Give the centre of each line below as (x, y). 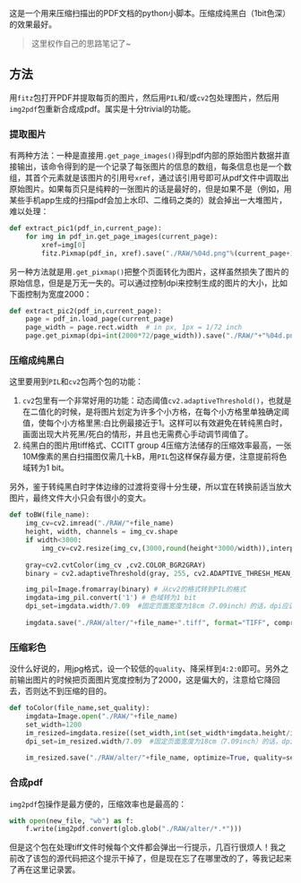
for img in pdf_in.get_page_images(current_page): (122, 236)
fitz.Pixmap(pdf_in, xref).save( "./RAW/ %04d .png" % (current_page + (166, 253)
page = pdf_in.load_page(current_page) (100, 319)
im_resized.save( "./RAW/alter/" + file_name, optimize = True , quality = (156, 758)
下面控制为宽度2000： (51, 294)
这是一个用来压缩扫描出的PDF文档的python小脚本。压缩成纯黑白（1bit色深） (150, 13)
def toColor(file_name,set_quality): (80, 708)
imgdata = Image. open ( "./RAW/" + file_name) (102, 716)
